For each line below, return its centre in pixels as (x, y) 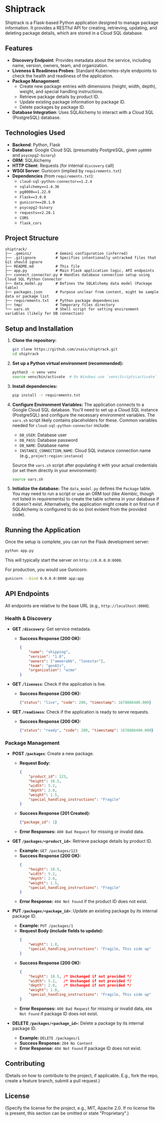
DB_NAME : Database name (44, 445)
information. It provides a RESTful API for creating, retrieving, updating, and (81, 27)
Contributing (25, 1064)
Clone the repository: (34, 340)
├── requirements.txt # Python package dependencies (62, 301)
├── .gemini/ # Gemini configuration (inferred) (67, 254)
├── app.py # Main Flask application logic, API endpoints (80, 271)
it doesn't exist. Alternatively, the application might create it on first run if (85, 504)
